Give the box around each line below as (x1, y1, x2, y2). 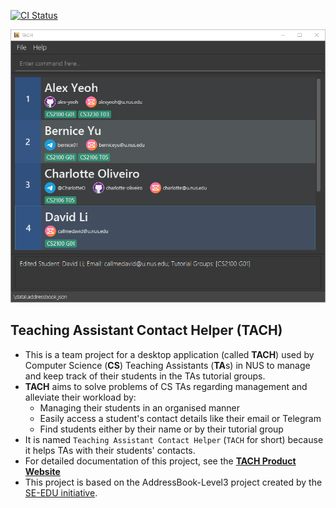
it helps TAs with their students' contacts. (24, 444, 196, 456)
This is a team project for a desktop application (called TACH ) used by (24, 348, 315, 360)
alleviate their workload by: (24, 391, 137, 403)
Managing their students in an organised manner (39, 401, 241, 414)
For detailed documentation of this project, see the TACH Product (24, 455, 297, 467)
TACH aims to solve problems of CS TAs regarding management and (24, 380, 308, 392)
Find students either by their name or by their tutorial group (39, 423, 284, 435)
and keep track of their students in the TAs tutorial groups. (24, 370, 266, 382)
